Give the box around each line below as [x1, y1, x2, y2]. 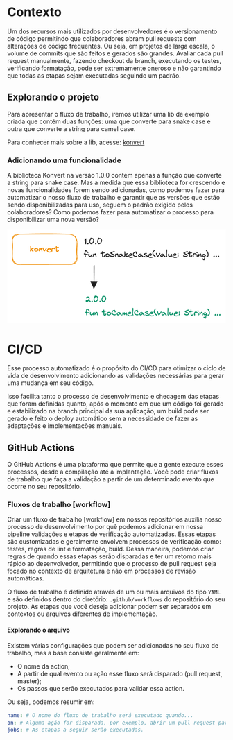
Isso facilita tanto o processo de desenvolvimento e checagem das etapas [7, 393, 220, 401]
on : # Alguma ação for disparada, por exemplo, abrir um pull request [7, 719, 216, 726]
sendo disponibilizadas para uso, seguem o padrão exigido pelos [7, 200, 193, 209]
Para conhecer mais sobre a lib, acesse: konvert [7, 138, 145, 146]
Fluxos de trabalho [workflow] [7, 500, 111, 510]
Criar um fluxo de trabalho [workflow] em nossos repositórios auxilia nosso [7, 515, 222, 524]
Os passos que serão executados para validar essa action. [17, 684, 185, 692]
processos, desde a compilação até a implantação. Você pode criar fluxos [7, 467, 219, 476]
